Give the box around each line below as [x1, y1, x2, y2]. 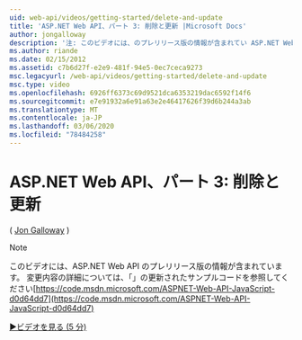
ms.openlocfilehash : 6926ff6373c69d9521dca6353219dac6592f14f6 [9, 88, 252, 97]
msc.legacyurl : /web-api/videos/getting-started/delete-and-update [9, 72, 268, 81]
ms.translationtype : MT [9, 105, 99, 114]
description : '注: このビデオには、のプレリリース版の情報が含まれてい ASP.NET [9, 38, 280, 48]
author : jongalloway [9, 30, 87, 39]
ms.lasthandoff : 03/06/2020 [9, 122, 115, 131]
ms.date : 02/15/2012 [9, 55, 87, 64]
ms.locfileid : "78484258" [9, 130, 106, 139]
